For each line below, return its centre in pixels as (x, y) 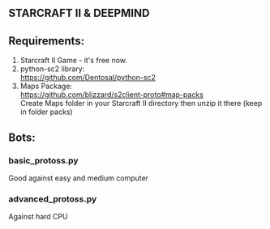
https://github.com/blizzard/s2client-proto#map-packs (112, 95)
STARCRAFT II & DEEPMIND (79, 13)
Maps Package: (46, 86)
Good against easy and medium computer (78, 178)
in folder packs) (46, 112)
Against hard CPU (38, 217)
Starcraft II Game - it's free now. (74, 61)
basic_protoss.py (43, 160)
